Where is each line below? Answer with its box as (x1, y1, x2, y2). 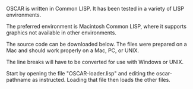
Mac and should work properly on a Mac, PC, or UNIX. (6, 47, 140, 54)
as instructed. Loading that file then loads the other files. (31, 77, 170, 83)
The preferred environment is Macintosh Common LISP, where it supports (6, 23, 187, 30)
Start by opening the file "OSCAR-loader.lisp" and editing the (6, 70, 155, 77)
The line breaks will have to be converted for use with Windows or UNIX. (6, 59, 184, 65)
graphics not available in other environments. (6, 29, 117, 36)
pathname (6, 77, 31, 83)
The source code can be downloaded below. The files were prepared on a (6, 41, 187, 47)
